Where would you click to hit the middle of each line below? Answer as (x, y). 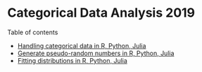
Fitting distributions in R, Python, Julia (72, 60)
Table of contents (33, 32)
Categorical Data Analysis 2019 (101, 13)
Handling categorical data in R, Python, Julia (82, 45)
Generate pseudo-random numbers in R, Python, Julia (96, 53)
